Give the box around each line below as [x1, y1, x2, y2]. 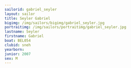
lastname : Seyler [4, 29, 40, 34]
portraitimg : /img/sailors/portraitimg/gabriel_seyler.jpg [4, 25, 127, 30]
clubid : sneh [4, 43, 31, 47]
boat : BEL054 [4, 38, 31, 43]
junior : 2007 [4, 51, 31, 57]
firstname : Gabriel [4, 34, 44, 39]
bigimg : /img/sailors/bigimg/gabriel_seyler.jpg [4, 20, 105, 25]
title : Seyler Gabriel [4, 16, 50, 21]
